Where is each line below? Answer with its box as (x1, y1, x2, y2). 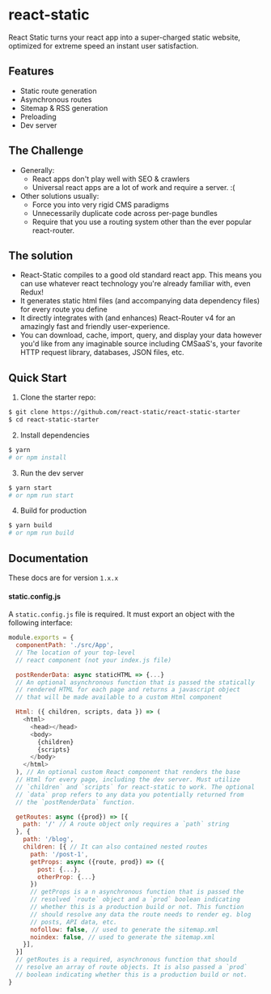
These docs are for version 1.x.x (8, 573, 119, 582)
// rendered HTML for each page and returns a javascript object (15, 686, 241, 694)
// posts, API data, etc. (29, 918, 117, 926)
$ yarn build (8, 522, 53, 530)
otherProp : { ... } (37, 873, 95, 881)
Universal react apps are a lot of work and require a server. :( (32, 182, 235, 192)
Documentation (8, 552, 89, 565)
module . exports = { (8, 633, 74, 642)
